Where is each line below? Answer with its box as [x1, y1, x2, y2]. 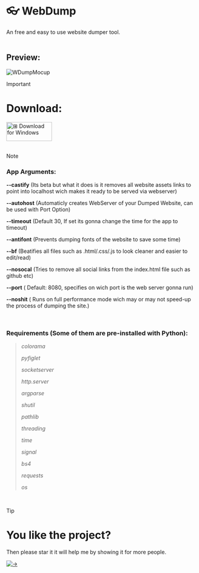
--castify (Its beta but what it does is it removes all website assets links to [6, 181, 191, 188]
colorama [21, 343, 46, 350]
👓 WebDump [6, 4, 76, 18]
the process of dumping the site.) [6, 302, 90, 309]
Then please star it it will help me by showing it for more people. [6, 549, 167, 556]
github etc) [6, 272, 34, 279]
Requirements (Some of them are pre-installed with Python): [6, 329, 188, 337]
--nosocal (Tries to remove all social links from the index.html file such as [6, 266, 191, 273]
